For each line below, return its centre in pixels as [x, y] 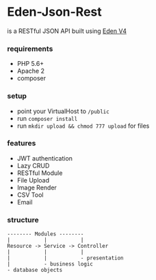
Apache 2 [30, 71]
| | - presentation [66, 258]
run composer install [47, 118]
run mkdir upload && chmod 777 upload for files [83, 126]
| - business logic [50, 264]
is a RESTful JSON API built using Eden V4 [67, 31]
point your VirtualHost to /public [63, 111]
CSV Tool [30, 195]
